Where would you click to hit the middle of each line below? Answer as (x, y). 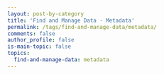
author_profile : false (41, 40)
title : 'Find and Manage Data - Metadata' (71, 20)
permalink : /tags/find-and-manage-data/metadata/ (82, 27)
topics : (19, 54)
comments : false (31, 33)
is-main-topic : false (39, 47)
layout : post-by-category (45, 14)
